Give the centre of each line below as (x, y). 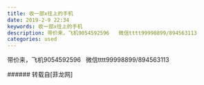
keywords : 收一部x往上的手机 (45, 26)
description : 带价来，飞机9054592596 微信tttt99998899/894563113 (102, 33)
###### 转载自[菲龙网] (40, 75)
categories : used (32, 39)
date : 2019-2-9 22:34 (38, 20)
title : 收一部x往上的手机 (40, 13)
